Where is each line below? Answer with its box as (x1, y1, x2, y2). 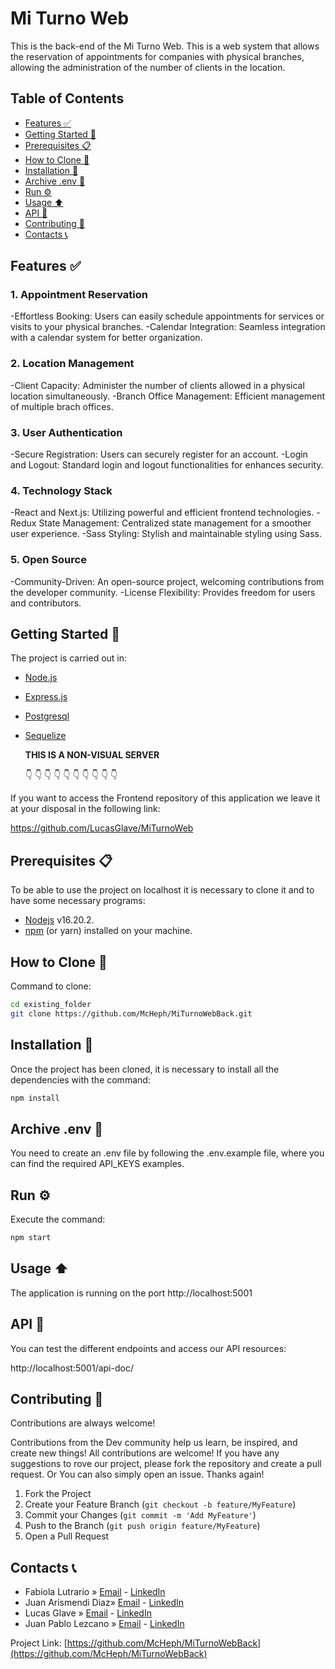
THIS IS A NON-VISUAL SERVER (24, 749, 160, 761)
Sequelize (24, 730, 67, 742)
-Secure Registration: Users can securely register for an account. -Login (10, 448, 308, 461)
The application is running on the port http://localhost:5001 (10, 1287, 253, 1299)
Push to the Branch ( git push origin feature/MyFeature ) (24, 1520, 261, 1532)
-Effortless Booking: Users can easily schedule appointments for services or (10, 310, 325, 322)
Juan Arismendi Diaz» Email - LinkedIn (24, 1597, 185, 1609)
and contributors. (10, 597, 82, 609)
